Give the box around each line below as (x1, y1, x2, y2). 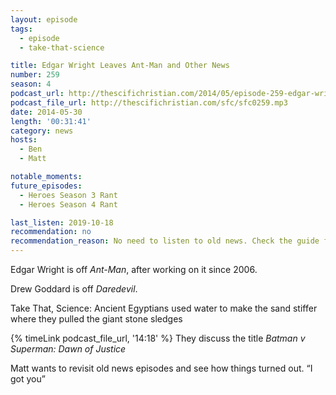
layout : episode (10, 14, 78, 25)
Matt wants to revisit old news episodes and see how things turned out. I (10, 362, 313, 374)
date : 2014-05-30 (10, 107, 83, 117)
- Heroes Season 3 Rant (19, 190, 118, 200)
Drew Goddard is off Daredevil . (10, 283, 138, 295)
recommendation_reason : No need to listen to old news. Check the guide (10, 236, 320, 246)
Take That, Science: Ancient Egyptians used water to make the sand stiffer (10, 302, 318, 314)
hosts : (10, 135, 38, 145)
